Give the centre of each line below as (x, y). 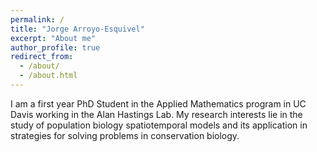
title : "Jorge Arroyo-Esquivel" (77, 29)
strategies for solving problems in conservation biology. (125, 135)
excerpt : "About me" (53, 38)
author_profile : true (55, 47)
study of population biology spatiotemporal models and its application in (159, 125)
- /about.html (48, 76)
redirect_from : (42, 57)
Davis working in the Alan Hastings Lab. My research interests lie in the (156, 114)
